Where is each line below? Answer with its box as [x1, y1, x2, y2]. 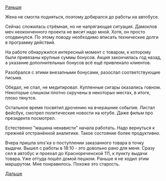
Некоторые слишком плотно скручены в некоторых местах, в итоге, [5, 90, 151, 95]
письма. [5, 75, 23, 80]
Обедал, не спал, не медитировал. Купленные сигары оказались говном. [5, 84, 162, 90]
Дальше [5, 171, 22, 177]
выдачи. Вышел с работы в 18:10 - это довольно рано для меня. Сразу [5, 145, 155, 151]
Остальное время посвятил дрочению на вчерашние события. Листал [5, 105, 155, 110]
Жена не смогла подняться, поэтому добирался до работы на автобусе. [5, 14, 159, 19]
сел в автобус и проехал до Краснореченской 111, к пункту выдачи [5, 151, 148, 156]
